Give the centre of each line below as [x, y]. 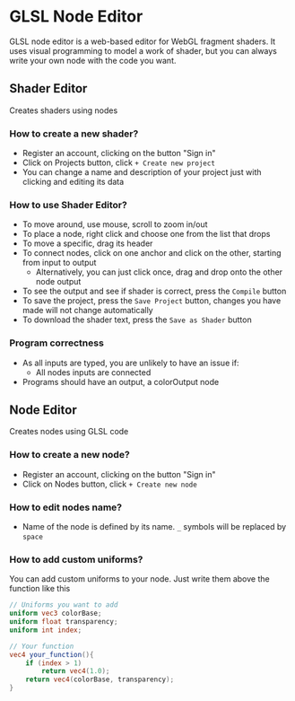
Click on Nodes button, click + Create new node [109, 484]
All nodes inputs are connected [93, 372]
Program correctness [57, 343]
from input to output [59, 263]
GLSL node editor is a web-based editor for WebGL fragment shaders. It [143, 41]
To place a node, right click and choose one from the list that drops [146, 234]
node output [58, 282]
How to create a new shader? [74, 134]
